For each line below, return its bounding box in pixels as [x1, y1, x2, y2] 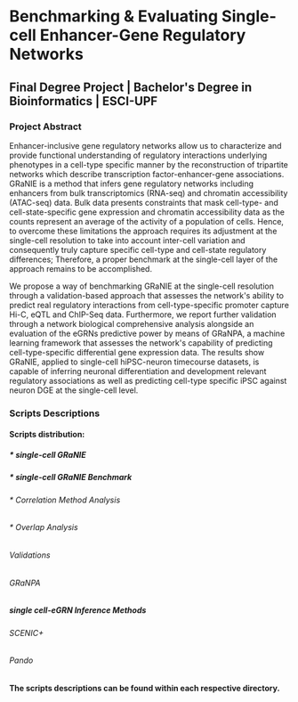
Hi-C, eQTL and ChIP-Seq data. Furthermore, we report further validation [9, 309, 278, 320]
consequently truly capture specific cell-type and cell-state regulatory [9, 244, 267, 255]
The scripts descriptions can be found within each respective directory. [9, 682, 280, 693]
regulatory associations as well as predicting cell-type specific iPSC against [9, 375, 287, 386]
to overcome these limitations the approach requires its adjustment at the [9, 225, 278, 236]
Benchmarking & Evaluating [9, 6, 219, 27]
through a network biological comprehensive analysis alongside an [9, 318, 254, 329]
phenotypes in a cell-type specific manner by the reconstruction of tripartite [9, 159, 289, 170]
